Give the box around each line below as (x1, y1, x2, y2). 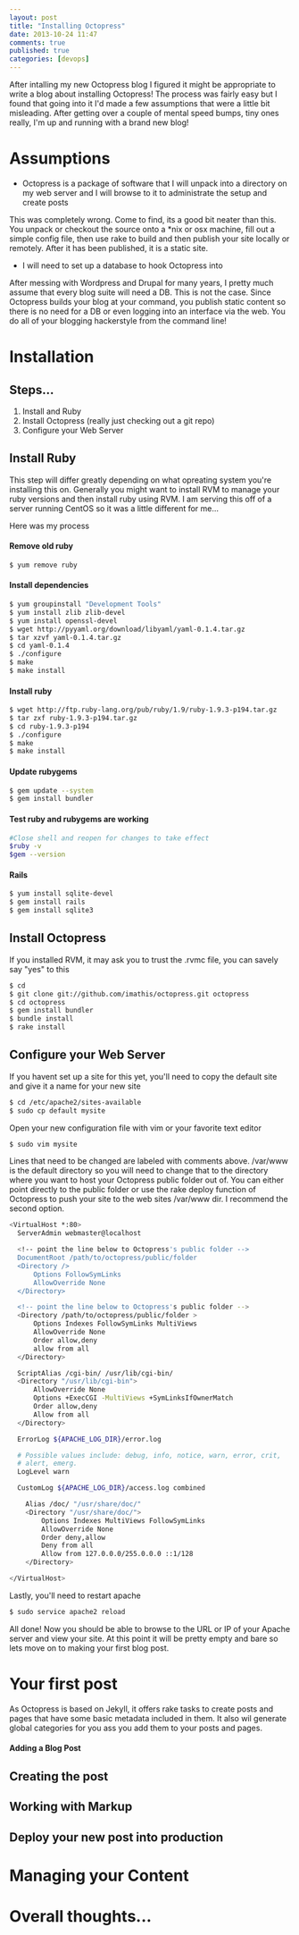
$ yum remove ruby (9, 560, 78, 569)
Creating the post (9, 1769, 109, 1784)
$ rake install (9, 1022, 66, 1032)
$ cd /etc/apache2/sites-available (9, 1098, 142, 1106)
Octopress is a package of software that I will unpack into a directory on (21, 178, 287, 189)
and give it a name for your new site (9, 1081, 141, 1091)
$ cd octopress (9, 997, 66, 1006)
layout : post (9, 13, 58, 22)
